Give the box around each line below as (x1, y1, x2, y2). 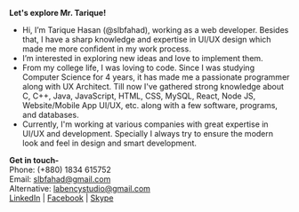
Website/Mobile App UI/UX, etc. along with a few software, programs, (21, 100, 279, 110)
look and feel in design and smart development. (21, 137, 198, 148)
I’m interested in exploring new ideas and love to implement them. (21, 53, 264, 63)
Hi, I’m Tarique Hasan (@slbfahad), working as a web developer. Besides (21, 25, 289, 35)
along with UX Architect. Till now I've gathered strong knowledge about (21, 82, 285, 91)
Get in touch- (9, 155, 60, 165)
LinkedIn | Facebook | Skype (9, 192, 114, 203)
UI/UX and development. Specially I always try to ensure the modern (21, 129, 274, 138)
